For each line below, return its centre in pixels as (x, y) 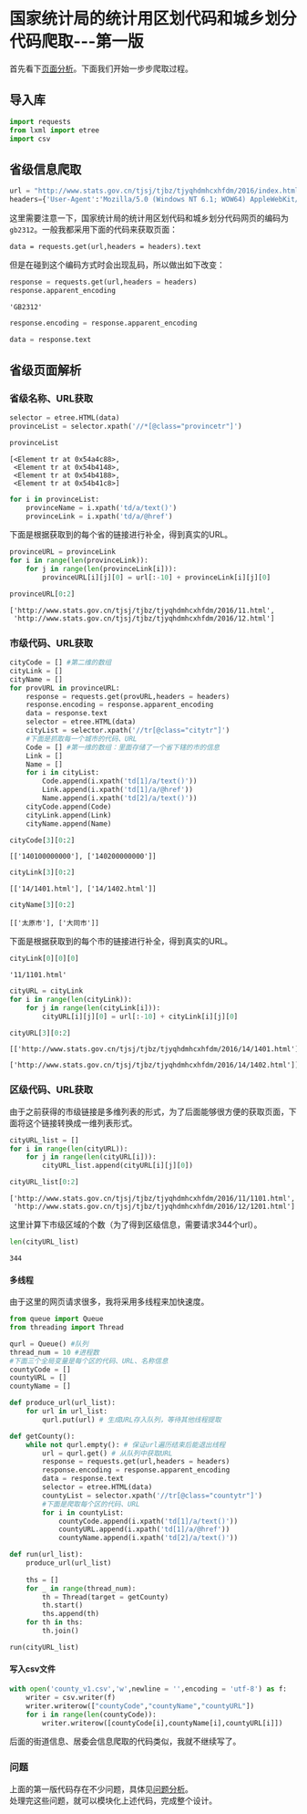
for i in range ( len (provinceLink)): (79, 561)
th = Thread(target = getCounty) (106, 1597)
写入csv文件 (33, 1669)
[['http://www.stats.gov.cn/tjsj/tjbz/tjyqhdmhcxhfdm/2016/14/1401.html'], (156, 1049)
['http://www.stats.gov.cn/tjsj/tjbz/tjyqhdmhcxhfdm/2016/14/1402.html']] (154, 1065)
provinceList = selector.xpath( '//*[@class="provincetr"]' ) (126, 426)
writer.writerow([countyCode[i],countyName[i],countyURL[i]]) (163, 1723)
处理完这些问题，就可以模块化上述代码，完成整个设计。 (113, 1800)
